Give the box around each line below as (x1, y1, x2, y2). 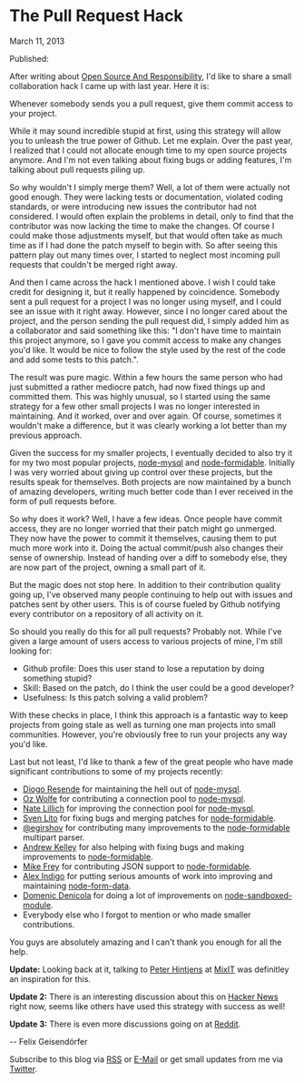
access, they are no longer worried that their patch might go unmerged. (9, 522, 277, 533)
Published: (9, 53, 50, 64)
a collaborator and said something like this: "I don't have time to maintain (9, 325, 281, 336)
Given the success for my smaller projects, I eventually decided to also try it (9, 447, 293, 458)
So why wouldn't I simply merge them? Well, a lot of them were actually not (9, 181, 290, 192)
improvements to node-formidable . (22, 851, 153, 862)
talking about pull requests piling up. (9, 164, 145, 175)
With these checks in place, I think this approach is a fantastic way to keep (9, 709, 289, 720)
